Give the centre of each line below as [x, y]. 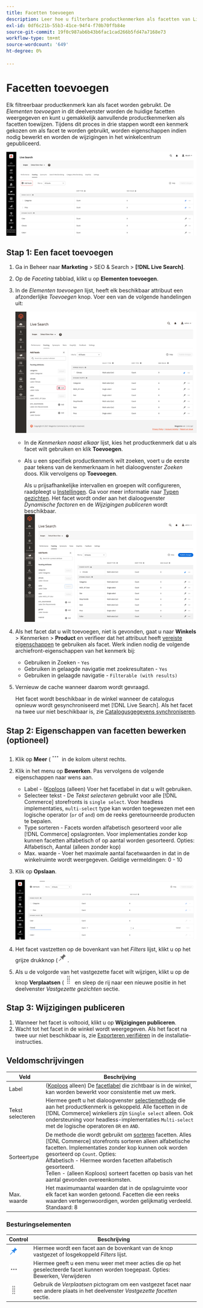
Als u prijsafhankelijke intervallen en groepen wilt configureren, [102, 485]
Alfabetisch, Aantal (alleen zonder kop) [72, 847]
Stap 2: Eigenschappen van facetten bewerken [96, 730]
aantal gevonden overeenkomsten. [89, 1179]
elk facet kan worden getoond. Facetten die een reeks [112, 1194]
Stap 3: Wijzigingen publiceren [66, 1008]
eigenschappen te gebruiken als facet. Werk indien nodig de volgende [102, 644]
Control [18, 1240]
